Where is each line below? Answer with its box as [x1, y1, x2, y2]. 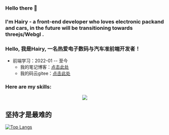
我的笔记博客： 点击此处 [20, 64, 69, 70]
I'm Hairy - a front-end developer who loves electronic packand [5, 18, 164, 25]
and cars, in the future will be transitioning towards [5, 24, 133, 31]
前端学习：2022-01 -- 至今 [12, 58, 68, 64]
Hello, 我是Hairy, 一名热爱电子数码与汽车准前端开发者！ [5, 45, 141, 52]
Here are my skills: [5, 83, 52, 91]
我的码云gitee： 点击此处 [20, 70, 71, 76]
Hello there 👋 [5, 5, 38, 12]
